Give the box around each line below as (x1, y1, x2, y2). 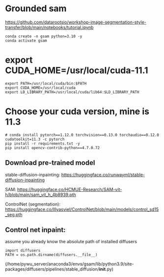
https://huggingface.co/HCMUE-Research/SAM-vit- (17, 186, 122, 192)
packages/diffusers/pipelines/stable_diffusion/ (5, 266, 99, 272)
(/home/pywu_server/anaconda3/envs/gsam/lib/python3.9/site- (5, 261, 134, 267)
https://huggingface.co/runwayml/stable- (61, 172, 145, 177)
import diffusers (5, 248, 41, 253)
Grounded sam (5, 3, 67, 14)
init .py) (99, 266, 114, 272)
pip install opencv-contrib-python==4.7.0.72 (5, 145, 100, 150)
